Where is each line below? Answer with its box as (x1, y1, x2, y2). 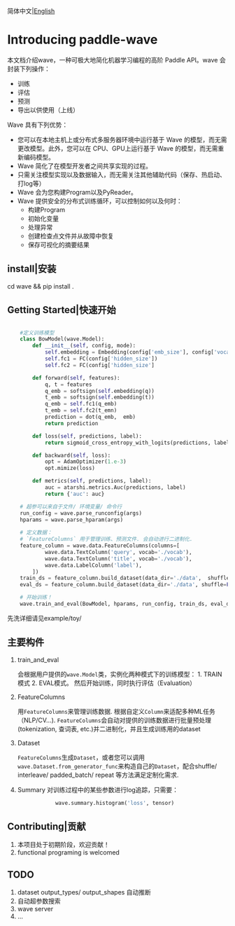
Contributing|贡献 (7, 821, 86, 833)
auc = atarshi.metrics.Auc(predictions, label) (44, 484, 187, 491)
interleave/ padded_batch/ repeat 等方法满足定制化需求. (17, 770, 179, 779)
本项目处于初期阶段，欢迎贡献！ (17, 841, 110, 849)
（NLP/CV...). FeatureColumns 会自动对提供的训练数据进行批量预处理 (17, 716, 212, 724)
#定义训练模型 (20, 329, 55, 336)
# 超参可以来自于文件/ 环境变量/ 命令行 (20, 503, 122, 510)
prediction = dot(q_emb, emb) (44, 413, 136, 421)
